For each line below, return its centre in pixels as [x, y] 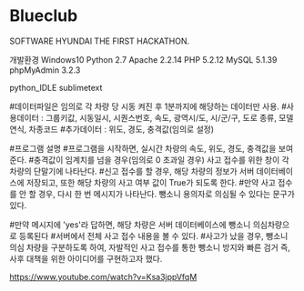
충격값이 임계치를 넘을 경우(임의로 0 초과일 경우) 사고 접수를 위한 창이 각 [161, 159]
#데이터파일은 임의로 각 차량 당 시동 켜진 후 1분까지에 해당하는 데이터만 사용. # [148, 106]
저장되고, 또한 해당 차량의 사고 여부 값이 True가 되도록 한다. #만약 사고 [151, 182]
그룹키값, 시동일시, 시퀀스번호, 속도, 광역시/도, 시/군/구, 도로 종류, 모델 [169, 117]
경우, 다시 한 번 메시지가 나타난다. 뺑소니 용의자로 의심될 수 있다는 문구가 [167, 194]
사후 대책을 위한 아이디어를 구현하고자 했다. [86, 258]
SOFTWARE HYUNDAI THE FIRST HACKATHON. [99, 41]
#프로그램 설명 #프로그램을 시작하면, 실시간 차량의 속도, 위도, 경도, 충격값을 [143, 148]
